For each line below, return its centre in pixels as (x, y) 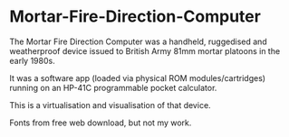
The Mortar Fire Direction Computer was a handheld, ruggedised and (138, 41)
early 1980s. (33, 60)
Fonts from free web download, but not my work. (101, 123)
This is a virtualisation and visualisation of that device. (110, 105)
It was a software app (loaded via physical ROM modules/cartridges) (137, 78)
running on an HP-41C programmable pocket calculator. (113, 87)
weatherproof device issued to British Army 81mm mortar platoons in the (145, 50)
